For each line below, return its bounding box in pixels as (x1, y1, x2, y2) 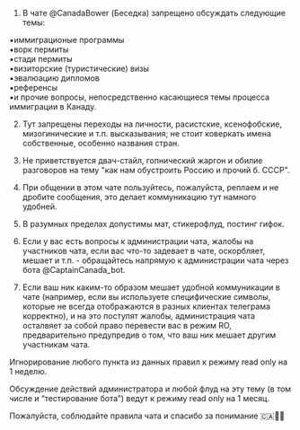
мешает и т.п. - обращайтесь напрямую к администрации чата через (22, 255, 289, 266)
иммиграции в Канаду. (9, 101, 97, 111)
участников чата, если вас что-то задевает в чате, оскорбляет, (22, 246, 266, 256)
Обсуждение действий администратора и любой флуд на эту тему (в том (9, 383, 292, 394)
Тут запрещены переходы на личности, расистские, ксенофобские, (22, 118, 283, 129)
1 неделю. (9, 366, 48, 376)
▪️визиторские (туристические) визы (9, 63, 150, 74)
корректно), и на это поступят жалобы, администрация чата (22, 311, 256, 321)
